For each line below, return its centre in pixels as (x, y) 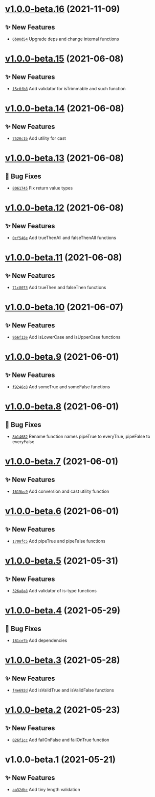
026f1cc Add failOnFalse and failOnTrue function (61, 740)
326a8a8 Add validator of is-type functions (54, 591)
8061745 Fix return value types (43, 188)
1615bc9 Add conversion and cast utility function (61, 491)
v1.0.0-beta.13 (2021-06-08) (65, 158)
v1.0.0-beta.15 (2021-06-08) (64, 59)
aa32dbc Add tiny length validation (46, 789)
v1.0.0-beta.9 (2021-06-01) (62, 357)
